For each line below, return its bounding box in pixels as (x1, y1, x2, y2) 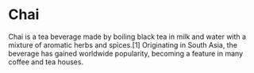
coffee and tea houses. (8, 57, 84, 67)
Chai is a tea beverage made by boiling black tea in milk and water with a (8, 32, 247, 41)
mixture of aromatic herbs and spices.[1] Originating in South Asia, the (8, 40, 238, 49)
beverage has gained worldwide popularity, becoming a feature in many (8, 48, 244, 58)
